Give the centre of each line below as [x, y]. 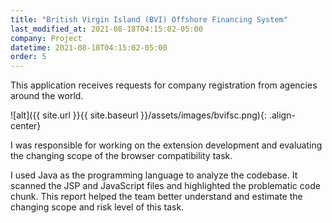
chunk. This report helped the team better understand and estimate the [156, 197]
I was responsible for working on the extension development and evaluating [166, 145]
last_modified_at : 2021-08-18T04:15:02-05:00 [106, 29]
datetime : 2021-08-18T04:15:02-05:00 [89, 47]
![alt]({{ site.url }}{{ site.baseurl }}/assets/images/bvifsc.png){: [138, 115]
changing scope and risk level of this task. [97, 207]
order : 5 [28, 57]
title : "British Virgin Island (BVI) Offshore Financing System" [149, 19]
